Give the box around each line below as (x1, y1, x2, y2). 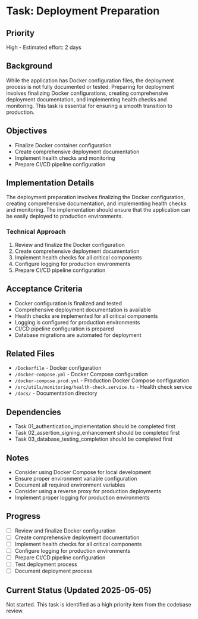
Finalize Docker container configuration (14, 141, 112, 148)
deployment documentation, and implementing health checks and (6, 95, 167, 103)
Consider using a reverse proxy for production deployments (14, 487, 162, 494)
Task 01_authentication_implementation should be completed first (14, 423, 175, 430)
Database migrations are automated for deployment (14, 331, 142, 338)
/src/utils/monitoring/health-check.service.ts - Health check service (14, 383, 192, 391)
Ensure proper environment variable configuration (14, 475, 137, 482)
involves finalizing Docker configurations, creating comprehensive (6, 89, 168, 97)
